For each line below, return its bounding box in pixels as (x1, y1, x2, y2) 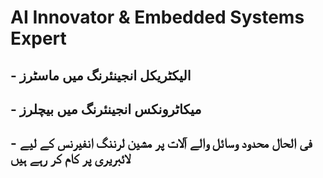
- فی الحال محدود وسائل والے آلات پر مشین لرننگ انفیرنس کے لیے (10, 135, 313, 152)
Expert (10, 27, 67, 50)
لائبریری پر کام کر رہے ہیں (10, 151, 131, 168)
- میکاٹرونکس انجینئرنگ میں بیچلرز (10, 101, 202, 118)
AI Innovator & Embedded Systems (10, 6, 305, 29)
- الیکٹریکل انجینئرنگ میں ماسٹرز (10, 67, 192, 84)
